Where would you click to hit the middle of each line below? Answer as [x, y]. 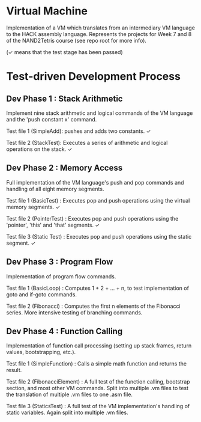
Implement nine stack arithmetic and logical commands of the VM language [100, 113]
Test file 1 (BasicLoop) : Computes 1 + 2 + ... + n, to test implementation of [97, 288]
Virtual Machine [47, 11]
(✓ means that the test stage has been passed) [64, 52]
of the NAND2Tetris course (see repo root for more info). [76, 40]
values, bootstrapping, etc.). [41, 352]
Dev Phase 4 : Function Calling [64, 331]
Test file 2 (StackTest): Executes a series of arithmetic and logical [87, 142]
